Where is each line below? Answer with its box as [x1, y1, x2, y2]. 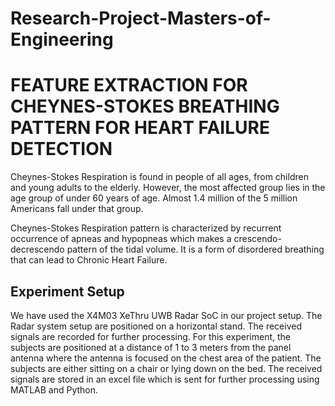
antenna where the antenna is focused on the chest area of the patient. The [10, 352, 322, 364]
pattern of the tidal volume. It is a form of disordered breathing [66, 243, 325, 256]
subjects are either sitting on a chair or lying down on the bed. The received [10, 362, 323, 374]
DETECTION [10, 138, 113, 161]
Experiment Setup [10, 283, 125, 300]
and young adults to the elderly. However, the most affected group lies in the [10, 182, 326, 194]
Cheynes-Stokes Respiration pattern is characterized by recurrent [10, 222, 282, 234]
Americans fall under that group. [10, 203, 144, 215]
